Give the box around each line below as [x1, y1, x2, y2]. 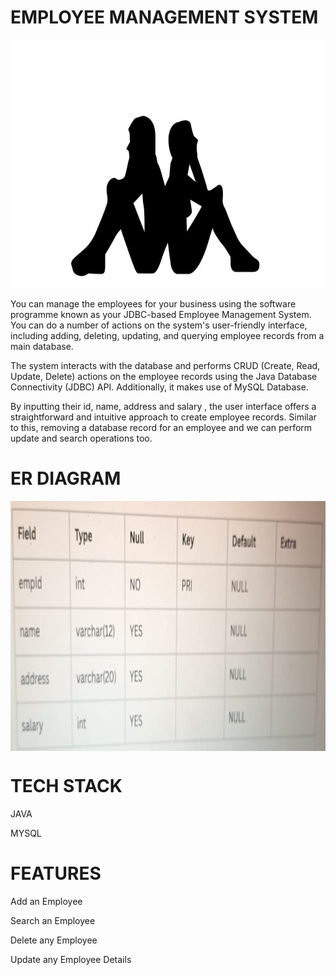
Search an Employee [10, 914, 96, 926]
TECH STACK [10, 775, 123, 798]
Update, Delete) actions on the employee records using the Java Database [10, 370, 318, 382]
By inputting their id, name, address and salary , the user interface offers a [10, 400, 317, 412]
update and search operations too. [10, 432, 153, 444]
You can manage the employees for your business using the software [10, 297, 297, 310]
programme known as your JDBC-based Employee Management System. [10, 308, 312, 320]
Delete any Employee [10, 934, 98, 946]
